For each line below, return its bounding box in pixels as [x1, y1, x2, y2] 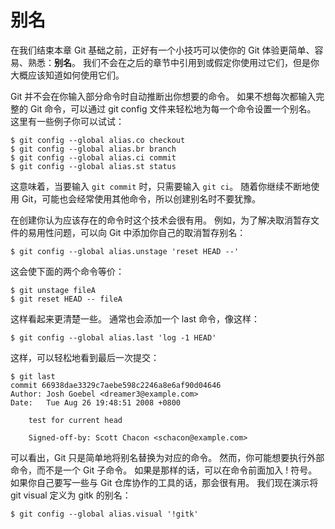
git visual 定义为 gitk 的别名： [10, 489, 132, 501]
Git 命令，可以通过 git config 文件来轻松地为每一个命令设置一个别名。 [29, 102, 317, 115]
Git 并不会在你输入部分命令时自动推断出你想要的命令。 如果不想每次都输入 [10, 90, 317, 102]
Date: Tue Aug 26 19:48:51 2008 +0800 [10, 397, 182, 408]
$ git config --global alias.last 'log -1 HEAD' [10, 332, 217, 343]
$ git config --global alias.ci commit [10, 152, 177, 163]
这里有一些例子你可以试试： [10, 115, 125, 127]
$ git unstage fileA [10, 285, 97, 295]
